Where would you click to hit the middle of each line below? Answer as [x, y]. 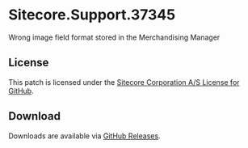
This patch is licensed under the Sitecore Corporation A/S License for [124, 82]
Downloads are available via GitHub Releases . [84, 136]
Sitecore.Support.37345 [92, 15]
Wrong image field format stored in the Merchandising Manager [114, 37]
